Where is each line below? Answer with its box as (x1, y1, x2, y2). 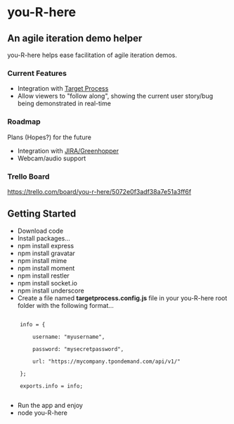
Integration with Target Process (17, 84, 109, 93)
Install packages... (17, 233, 70, 243)
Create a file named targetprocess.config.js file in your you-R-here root (17, 293, 228, 302)
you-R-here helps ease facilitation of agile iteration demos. (7, 51, 177, 59)
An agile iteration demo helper (7, 32, 143, 44)
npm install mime (17, 256, 67, 264)
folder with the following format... (17, 301, 115, 309)
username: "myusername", (32, 333, 105, 340)
